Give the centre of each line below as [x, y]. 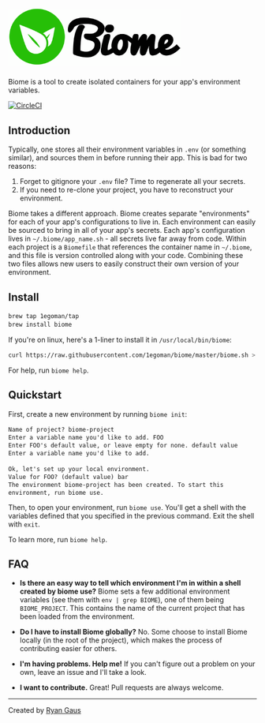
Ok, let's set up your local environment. [79, 469]
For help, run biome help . [49, 370]
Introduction [39, 130]
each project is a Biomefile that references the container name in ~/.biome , [130, 247]
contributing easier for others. [68, 649]
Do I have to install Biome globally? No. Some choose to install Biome [133, 632]
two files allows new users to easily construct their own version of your [123, 264]
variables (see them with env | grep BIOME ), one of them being [122, 600]
